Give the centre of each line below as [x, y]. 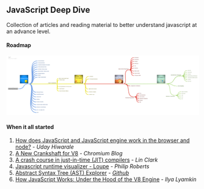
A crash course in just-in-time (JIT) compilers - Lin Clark [86, 160]
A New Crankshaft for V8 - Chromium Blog [69, 154]
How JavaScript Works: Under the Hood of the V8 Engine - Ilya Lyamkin [106, 179]
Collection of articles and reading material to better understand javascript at [102, 24]
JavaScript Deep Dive [48, 10]
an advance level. [28, 31]
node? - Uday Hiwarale [45, 147]
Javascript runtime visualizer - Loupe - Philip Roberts [82, 166]
